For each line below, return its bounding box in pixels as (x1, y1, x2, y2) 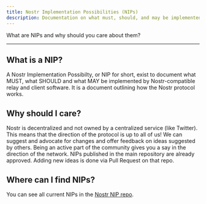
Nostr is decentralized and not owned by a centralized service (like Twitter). (6, 125, 198, 132)
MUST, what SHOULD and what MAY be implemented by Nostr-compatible (6, 78, 196, 85)
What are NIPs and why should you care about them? (6, 31, 141, 38)
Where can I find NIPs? (6, 175, 96, 185)
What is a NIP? (6, 54, 63, 65)
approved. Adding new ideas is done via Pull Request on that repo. (6, 157, 175, 164)
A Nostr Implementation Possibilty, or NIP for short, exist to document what (6, 71, 196, 78)
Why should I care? (6, 108, 82, 118)
